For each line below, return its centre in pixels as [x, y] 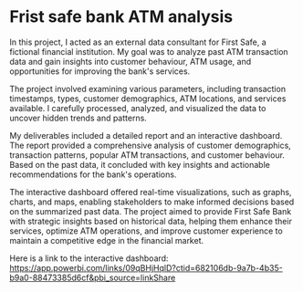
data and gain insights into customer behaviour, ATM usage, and [131, 61]
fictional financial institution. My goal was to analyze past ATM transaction [149, 51]
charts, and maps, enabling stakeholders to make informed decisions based [152, 202]
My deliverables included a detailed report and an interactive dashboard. [146, 135]
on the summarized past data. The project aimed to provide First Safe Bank [151, 211]
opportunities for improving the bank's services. [100, 71]
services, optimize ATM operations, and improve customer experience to [146, 231]
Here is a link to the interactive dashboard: [89, 258]
